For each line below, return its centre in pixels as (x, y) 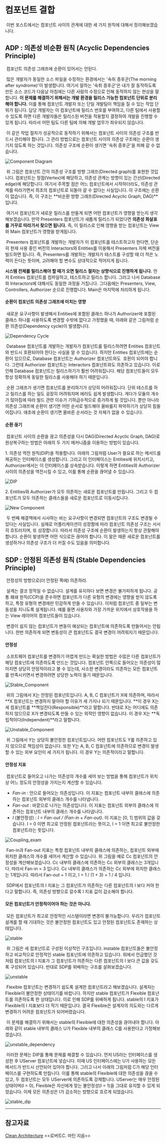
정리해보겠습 (146, 25)
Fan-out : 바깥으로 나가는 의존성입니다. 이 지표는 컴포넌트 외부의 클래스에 (83, 805)
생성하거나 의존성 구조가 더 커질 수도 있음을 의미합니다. (58, 543)
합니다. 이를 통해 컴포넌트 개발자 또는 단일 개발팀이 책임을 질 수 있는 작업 (84, 104)
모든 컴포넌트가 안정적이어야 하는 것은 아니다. (48, 904)
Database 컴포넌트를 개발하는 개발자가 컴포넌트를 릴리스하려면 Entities (75, 346)
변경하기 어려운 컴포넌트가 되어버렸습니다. (45, 1011)
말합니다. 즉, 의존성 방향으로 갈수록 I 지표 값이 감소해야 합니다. (74, 892)
